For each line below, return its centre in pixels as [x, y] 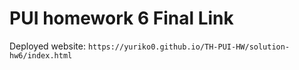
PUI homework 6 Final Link [121, 18]
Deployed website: [47, 46]
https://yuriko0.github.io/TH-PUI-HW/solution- [189, 47]
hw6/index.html [41, 55]
